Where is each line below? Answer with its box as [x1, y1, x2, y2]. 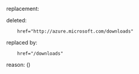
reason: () [6, 61, 31, 68]
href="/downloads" [17, 51, 63, 57]
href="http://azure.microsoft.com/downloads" [17, 28, 134, 34]
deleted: [6, 17, 27, 23]
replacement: [6, 5, 39, 12]
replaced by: [6, 39, 37, 46]
